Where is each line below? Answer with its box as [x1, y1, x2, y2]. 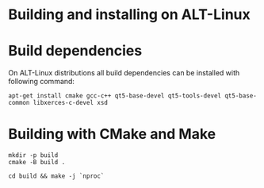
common [8, 99, 30, 107]
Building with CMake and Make [8, 125, 216, 144]
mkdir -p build [8, 152, 59, 159]
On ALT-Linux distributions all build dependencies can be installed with [8, 68, 240, 78]
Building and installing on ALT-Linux [8, 6, 251, 24]
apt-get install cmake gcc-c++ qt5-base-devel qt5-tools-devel [8, 92, 222, 100]
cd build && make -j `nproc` [8, 172, 105, 180]
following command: [8, 77, 75, 86]
